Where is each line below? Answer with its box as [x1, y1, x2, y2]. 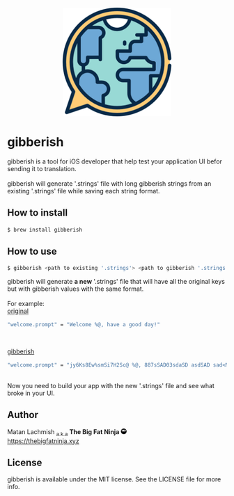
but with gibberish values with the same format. [7, 285, 144, 293]
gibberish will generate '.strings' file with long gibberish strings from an [7, 179, 212, 188]
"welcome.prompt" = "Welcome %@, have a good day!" [7, 321, 160, 328]
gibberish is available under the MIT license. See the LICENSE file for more [7, 475, 221, 483]
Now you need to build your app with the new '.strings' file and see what [7, 382, 214, 390]
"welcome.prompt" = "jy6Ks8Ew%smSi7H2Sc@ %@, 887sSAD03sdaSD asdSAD [7, 362, 210, 369]
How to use [7, 246, 57, 257]
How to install [7, 207, 68, 219]
